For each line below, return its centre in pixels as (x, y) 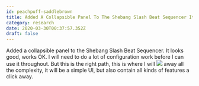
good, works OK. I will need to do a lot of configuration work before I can (95, 57)
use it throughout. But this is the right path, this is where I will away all (95, 64)
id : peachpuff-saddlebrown (39, 12)
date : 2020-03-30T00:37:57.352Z (46, 28)
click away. (20, 77)
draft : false (22, 34)
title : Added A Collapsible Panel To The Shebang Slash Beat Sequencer (96, 17)
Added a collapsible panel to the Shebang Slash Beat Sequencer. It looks (95, 50)
